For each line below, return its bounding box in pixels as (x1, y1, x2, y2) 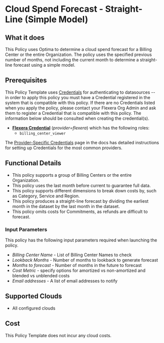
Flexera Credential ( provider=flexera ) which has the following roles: (12, 125, 150, 131)
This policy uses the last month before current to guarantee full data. (12, 183, 151, 188)
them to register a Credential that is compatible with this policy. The (5, 110, 141, 116)
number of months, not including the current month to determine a (5, 57, 139, 62)
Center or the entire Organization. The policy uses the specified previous (5, 52, 152, 57)
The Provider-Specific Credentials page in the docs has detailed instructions (5, 139, 159, 145)
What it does (5, 33, 45, 42)
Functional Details (5, 159, 62, 167)
